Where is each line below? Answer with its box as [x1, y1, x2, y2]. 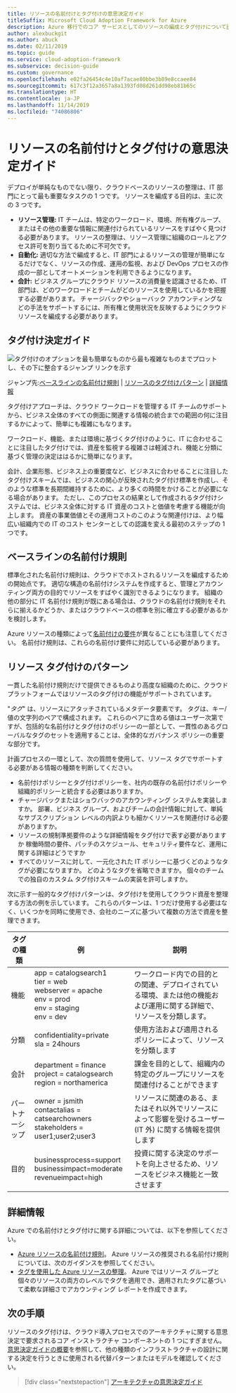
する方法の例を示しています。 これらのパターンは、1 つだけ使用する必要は [7, 898, 222, 907]
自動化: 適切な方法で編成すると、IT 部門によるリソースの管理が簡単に [17, 250, 219, 259]
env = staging [34, 1003, 79, 1013]
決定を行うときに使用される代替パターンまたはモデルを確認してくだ [19, 1354, 216, 1362]
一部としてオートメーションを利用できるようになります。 [29, 268, 195, 276]
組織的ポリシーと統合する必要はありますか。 [17, 787, 147, 796]
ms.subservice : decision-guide [7, 63, 99, 70]
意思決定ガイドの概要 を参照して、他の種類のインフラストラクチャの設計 [7, 1345, 216, 1353]
